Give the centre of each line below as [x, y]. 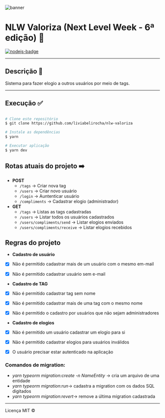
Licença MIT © [20, 411]
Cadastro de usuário [33, 255]
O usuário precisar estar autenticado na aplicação [63, 352]
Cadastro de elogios [33, 323]
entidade [21, 381]
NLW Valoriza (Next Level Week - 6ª [80, 27]
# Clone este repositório [31, 119]
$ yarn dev [16, 150]
